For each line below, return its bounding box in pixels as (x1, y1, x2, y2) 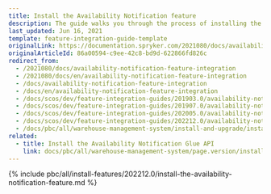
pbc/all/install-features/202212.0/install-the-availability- (46, 169, 232, 179)
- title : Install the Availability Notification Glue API (15, 139, 215, 148)
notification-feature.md (8, 178, 86, 188)
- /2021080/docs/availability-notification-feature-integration (15, 65, 236, 73)
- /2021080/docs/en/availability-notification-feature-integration (15, 72, 248, 80)
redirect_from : (8, 57, 60, 65)
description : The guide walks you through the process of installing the (8, 19, 262, 27)
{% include (8, 169, 45, 179)
